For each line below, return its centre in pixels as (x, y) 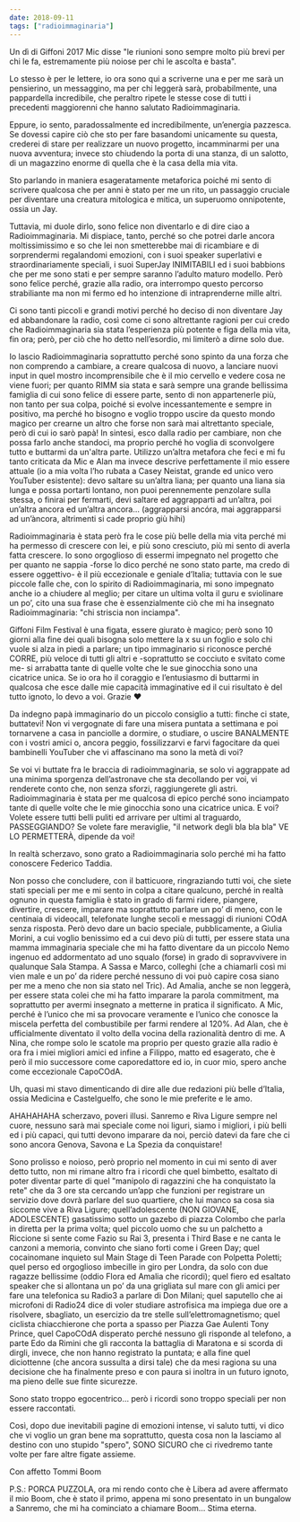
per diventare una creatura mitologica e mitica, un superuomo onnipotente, (148, 199)
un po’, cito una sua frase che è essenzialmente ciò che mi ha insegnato (142, 603)
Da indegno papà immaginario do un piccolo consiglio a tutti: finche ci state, (150, 714)
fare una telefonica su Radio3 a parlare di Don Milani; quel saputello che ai (146, 1295)
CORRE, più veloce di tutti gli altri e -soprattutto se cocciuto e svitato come (147, 658)
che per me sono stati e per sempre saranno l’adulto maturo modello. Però (146, 274)
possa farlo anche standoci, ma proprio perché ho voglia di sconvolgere (142, 442)
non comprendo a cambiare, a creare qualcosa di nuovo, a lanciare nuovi (144, 365)
